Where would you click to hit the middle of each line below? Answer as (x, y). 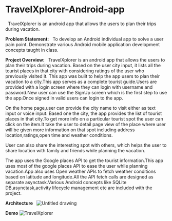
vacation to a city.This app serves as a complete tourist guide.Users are (81, 82)
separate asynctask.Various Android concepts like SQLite (66, 182)
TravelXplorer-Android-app (65, 9)
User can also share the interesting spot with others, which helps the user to (86, 145)
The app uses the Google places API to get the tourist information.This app (84, 160)
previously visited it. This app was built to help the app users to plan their (83, 76)
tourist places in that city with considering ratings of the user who (75, 71)
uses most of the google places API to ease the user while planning (77, 166)
